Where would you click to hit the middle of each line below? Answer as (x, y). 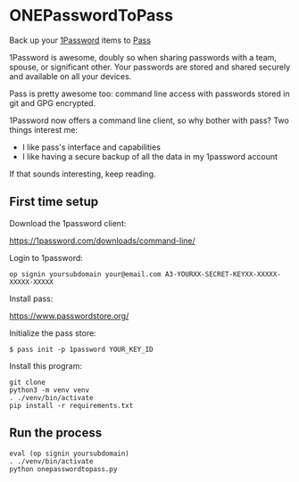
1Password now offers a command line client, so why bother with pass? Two (149, 120)
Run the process (56, 433)
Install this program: (46, 365)
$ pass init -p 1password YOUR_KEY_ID (81, 349)
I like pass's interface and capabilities (91, 147)
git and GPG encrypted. (53, 102)
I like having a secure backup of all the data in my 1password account (150, 156)
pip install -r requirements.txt (71, 405)
